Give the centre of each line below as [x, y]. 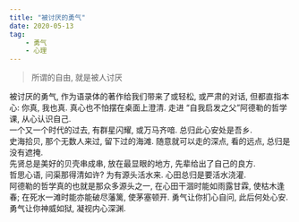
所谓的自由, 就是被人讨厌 [77, 78]
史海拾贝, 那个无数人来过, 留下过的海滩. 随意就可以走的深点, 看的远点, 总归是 [150, 141]
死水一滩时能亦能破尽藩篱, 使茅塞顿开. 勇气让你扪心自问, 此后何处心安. [159, 197]
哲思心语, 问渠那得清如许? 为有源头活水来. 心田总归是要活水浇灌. [128, 175]
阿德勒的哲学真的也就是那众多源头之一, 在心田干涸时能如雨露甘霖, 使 [135, 186]
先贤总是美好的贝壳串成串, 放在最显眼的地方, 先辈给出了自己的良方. [132, 164]
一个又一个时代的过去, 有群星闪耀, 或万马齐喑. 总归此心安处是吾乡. [131, 130]
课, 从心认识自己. [40, 119]
